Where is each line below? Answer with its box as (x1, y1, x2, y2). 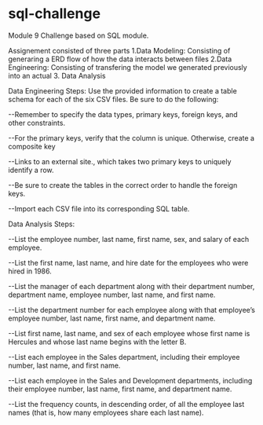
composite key (8, 141, 57, 151)
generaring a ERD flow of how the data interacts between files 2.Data (8, 54, 232, 64)
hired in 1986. (8, 266, 53, 276)
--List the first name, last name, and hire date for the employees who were (8, 258, 249, 267)
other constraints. (8, 118, 65, 127)
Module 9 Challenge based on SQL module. (8, 31, 149, 40)
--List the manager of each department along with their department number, (8, 281, 255, 291)
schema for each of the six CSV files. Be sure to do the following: (8, 94, 219, 104)
